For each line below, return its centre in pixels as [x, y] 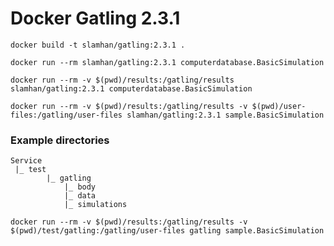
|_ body [80, 187]
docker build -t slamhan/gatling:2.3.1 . [98, 45]
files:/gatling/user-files [66, 115]
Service [26, 161]
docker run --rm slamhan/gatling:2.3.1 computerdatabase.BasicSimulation [167, 62]
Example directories [60, 140]
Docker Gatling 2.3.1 [95, 18]
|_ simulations [95, 205]
